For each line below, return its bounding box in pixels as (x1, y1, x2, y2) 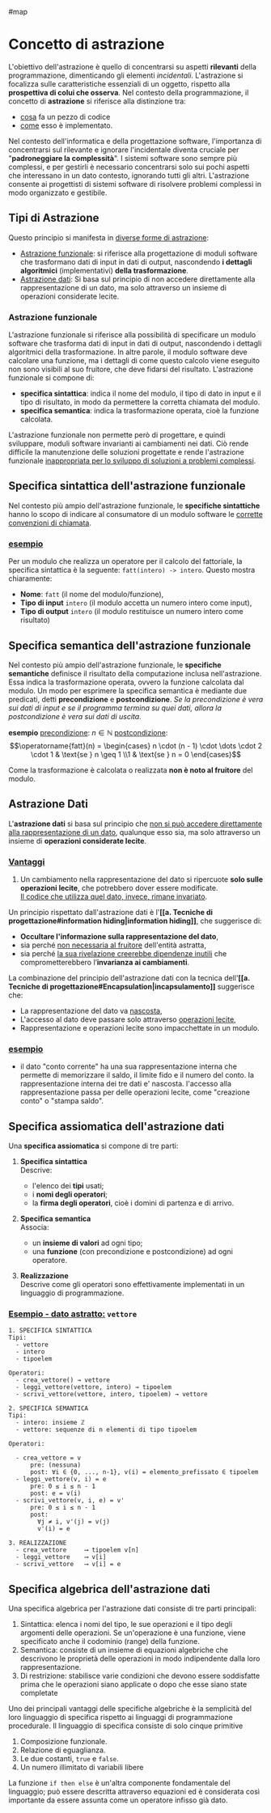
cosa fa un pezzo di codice (19, 112, 111, 121)
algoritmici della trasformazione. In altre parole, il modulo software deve (8, 347, 248, 357)
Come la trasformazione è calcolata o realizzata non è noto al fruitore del (8, 765, 253, 775)
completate (19, 1688, 58, 1698)
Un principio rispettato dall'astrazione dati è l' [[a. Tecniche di (8, 908, 213, 917)
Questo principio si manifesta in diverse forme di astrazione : (8, 232, 209, 242)
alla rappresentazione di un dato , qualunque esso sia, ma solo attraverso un (8, 827, 261, 837)
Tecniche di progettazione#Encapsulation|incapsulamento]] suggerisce (8, 982, 255, 992)
